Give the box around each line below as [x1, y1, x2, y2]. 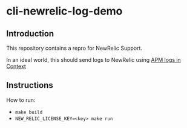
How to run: [6, 96, 36, 104]
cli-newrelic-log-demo [6, 4, 123, 18]
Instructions [6, 80, 53, 90]
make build [15, 109, 43, 115]
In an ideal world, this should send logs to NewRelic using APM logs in [6, 56, 182, 63]
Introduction [6, 29, 54, 39]
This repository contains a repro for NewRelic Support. [6, 44, 143, 52]
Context [6, 62, 26, 70]
